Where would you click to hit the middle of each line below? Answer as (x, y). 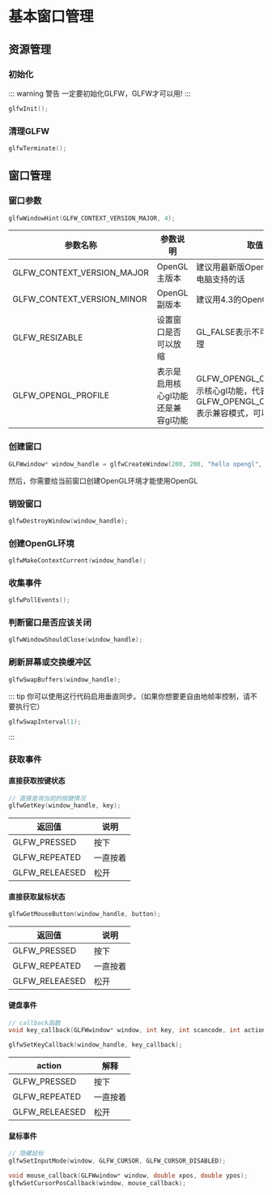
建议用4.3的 (219, 299)
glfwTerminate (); (38, 148)
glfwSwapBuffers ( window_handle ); (65, 679)
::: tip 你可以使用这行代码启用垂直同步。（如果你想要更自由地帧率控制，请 (130, 696)
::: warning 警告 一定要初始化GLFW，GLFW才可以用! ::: (100, 93)
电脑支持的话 (221, 279)
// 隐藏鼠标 (26, 1154)
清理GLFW (29, 131)
